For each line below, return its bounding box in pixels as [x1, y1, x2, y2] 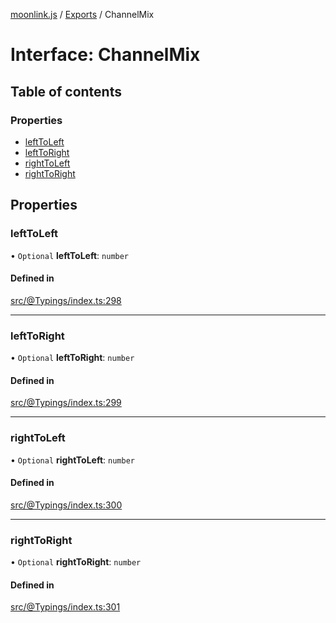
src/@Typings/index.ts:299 [10, 397, 122, 409]
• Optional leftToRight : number [10, 352, 135, 364]
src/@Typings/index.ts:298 [10, 294, 122, 306]
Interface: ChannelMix [10, 44, 201, 66]
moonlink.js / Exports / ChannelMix [10, 9, 155, 20]
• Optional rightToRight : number [10, 556, 142, 568]
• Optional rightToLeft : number [10, 454, 135, 466]
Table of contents [10, 83, 122, 100]
